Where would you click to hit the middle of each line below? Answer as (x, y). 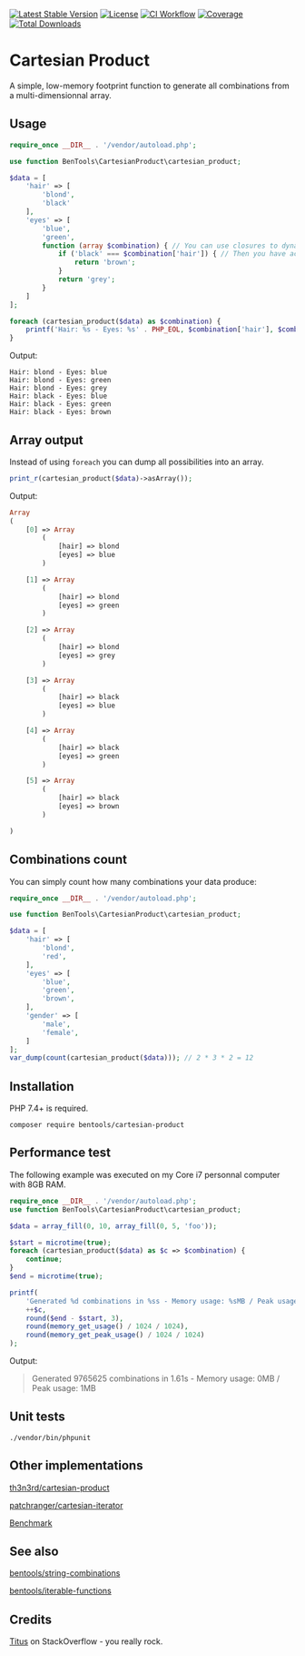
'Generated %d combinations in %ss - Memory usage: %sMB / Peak (150, 1301)
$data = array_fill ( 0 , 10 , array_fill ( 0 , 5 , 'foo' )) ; (113, 1226)
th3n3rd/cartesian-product (59, 1488)
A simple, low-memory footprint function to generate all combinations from (149, 86)
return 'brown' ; (105, 263)
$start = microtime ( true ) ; (60, 1243)
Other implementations (76, 1466)
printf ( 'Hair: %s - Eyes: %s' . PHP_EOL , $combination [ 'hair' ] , (150, 330)
